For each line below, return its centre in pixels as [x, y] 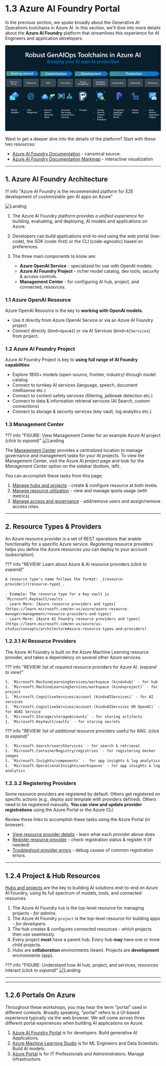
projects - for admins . [34, 913]
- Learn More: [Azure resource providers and [53, 604]
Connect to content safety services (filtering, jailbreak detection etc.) [83, 396]
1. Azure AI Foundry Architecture [57, 179]
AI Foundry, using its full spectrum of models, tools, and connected [73, 893]
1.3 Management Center [35, 424]
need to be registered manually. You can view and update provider [74, 805]
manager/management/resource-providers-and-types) [58, 614]
